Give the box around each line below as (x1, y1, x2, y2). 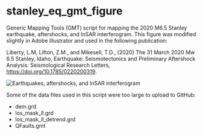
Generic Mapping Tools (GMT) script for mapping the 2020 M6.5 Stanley (6, 24, 187, 31)
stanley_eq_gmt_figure (6, 4, 123, 18)
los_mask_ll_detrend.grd (15, 116, 76, 123)
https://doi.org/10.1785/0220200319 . (6, 67, 97, 75)
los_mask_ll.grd (15, 109, 54, 116)
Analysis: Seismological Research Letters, (6, 61, 111, 69)
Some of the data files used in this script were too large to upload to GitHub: (6, 91, 196, 98)
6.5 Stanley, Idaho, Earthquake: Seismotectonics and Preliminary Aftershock (6, 55, 195, 62)
